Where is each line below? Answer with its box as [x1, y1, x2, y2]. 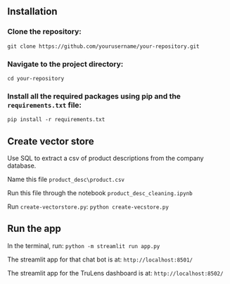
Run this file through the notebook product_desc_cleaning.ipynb [7, 189, 193, 197]
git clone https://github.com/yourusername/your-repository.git [7, 42, 200, 50]
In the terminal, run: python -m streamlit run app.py [7, 241, 160, 249]
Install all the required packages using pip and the [7, 91, 181, 101]
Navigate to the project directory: [7, 59, 124, 69]
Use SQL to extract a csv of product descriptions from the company [7, 154, 204, 163]
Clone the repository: [7, 27, 82, 37]
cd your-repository [7, 75, 65, 82]
